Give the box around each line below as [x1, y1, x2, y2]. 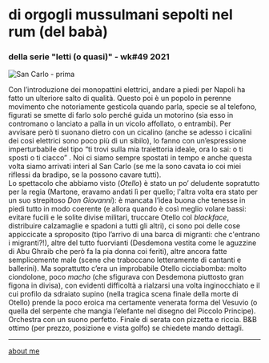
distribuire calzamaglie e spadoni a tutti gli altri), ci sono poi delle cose [8, 221, 241, 231]
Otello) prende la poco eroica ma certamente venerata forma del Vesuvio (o [8, 298, 258, 308]
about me [8, 346, 40, 356]
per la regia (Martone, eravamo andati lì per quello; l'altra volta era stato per [8, 187, 258, 197]
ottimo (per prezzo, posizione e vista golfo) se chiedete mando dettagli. [8, 323, 244, 333]
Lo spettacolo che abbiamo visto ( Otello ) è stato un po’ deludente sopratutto [8, 179, 260, 188]
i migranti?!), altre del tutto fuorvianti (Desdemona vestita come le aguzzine [8, 238, 257, 248]
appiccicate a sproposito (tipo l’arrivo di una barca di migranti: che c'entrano [8, 230, 260, 240]
